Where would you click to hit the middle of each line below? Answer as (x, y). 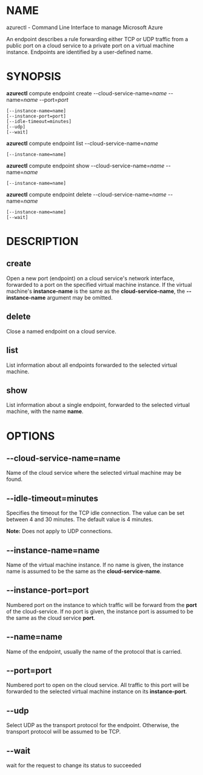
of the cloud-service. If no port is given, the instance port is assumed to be (100, 611)
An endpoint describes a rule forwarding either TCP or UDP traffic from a (97, 39)
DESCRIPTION (42, 242)
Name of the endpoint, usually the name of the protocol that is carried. (94, 651)
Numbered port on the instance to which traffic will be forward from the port (101, 605)
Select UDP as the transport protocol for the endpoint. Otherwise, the (93, 725)
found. (15, 479)
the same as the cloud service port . (51, 618)
